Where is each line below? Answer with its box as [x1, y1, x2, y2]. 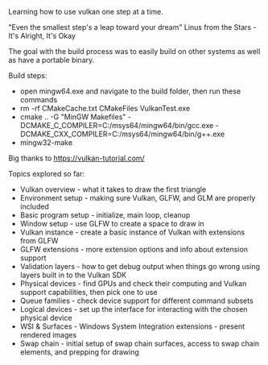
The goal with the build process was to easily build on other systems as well [8, 47, 261, 56]
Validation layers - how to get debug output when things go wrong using [19, 262, 260, 271]
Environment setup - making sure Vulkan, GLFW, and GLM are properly [19, 193, 256, 202]
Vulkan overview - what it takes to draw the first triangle [19, 185, 207, 194]
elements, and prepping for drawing [19, 347, 139, 357]
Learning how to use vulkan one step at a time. [8, 7, 163, 16]
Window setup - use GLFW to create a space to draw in [19, 219, 204, 228]
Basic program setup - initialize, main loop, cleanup [19, 210, 191, 220]
